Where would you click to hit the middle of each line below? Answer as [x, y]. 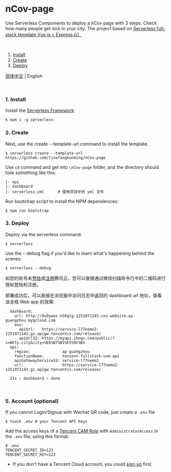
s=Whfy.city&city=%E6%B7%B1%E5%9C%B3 [45, 342]
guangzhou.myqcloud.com [31, 320]
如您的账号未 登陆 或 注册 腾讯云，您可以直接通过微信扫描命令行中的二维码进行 [85, 278]
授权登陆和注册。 [23, 284]
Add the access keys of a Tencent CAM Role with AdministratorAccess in [82, 431]
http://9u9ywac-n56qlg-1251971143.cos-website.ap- [81, 316]
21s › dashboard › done [35, 378]
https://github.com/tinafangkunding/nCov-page [55, 158]
